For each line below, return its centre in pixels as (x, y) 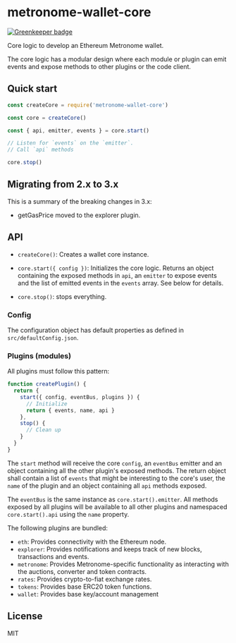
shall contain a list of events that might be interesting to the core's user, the (116, 478)
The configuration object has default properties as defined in (96, 330)
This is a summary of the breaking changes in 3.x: (80, 201)
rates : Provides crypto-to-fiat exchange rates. (85, 579)
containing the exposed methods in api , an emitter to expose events (117, 275)
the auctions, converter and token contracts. (82, 571)
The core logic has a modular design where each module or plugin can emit (117, 59)
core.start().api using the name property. (68, 514)
